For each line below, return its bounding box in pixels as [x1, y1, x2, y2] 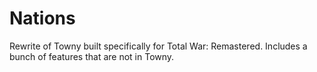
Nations [9, 7, 76, 30]
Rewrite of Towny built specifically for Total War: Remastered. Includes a [9, 40, 308, 52]
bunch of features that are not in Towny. [9, 50, 175, 62]
